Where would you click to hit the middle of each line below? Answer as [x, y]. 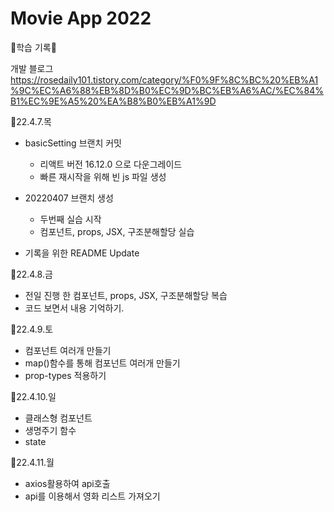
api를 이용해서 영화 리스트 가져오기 [92, 496]
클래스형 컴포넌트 [58, 418]
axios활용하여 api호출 [67, 483]
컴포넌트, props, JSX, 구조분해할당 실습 [117, 231]
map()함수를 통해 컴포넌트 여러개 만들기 [102, 363]
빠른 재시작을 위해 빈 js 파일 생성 [103, 176]
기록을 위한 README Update [82, 253]
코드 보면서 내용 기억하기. [74, 308]
